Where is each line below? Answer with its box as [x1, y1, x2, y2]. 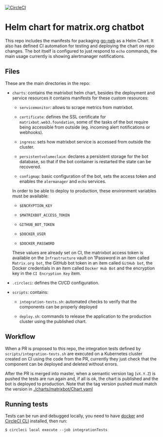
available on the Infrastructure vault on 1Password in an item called [12, 255, 150, 261]
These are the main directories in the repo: [5, 80, 91, 86]
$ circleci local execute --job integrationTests [5, 428, 108, 433]
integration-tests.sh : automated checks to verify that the [19, 299, 137, 304]
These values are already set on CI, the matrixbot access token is [12, 249, 144, 255]
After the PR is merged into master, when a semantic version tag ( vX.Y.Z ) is [5, 370, 156, 376]
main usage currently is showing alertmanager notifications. [5, 53, 126, 59]
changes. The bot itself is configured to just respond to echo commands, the [5, 48, 157, 54]
